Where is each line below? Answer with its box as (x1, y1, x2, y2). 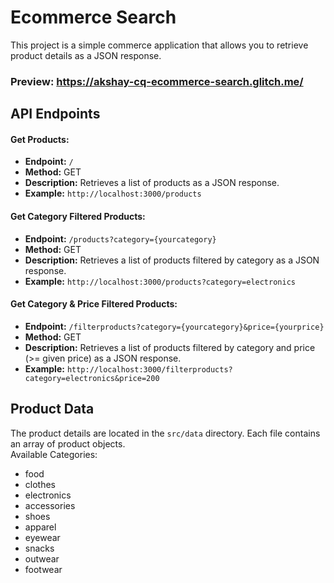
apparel (24, 521, 57, 533)
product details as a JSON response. (10, 49, 162, 61)
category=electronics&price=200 (24, 373, 160, 383)
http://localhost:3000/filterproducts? (66, 364, 233, 375)
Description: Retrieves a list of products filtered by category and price (24, 341, 316, 353)
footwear (24, 563, 63, 575)
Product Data (10, 401, 95, 418)
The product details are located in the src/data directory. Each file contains (10, 427, 321, 439)
